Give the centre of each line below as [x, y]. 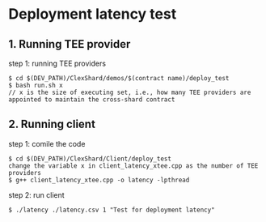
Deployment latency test [93, 14]
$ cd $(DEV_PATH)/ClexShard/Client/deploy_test [90, 159]
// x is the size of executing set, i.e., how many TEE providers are [130, 92]
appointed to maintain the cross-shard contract [92, 100]
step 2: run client [36, 194]
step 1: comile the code [47, 143]
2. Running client [52, 124]
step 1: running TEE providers [57, 63]
